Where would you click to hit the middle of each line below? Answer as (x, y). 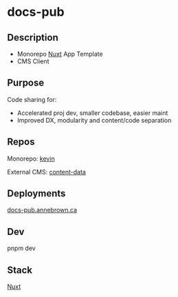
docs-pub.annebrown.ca (42, 210)
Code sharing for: (32, 99)
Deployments (36, 194)
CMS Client (33, 61)
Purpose (26, 83)
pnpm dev (21, 248)
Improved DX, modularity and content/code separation (94, 120)
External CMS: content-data (46, 172)
